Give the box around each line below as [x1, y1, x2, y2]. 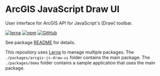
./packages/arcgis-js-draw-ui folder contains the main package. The [5, 54, 150, 60]
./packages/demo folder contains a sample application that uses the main [5, 59, 155, 65]
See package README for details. [5, 39, 76, 45]
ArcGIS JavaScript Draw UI [5, 3, 120, 15]
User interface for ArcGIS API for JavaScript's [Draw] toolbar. [5, 20, 133, 26]
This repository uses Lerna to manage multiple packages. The [5, 49, 134, 55]
